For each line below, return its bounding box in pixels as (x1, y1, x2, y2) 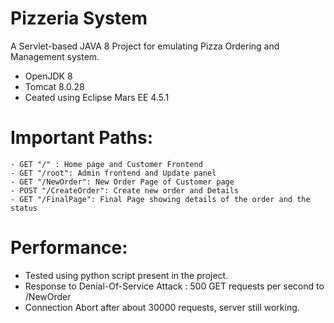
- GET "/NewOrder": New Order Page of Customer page (10, 177, 235, 187)
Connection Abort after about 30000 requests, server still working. (24, 301, 300, 313)
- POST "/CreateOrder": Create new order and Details (10, 185, 240, 196)
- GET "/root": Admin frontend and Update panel (10, 168, 217, 178)
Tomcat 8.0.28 (24, 80, 85, 92)
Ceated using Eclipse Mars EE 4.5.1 (24, 91, 170, 103)
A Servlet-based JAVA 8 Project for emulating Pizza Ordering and (10, 40, 280, 52)
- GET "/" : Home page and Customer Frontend (10, 159, 203, 169)
